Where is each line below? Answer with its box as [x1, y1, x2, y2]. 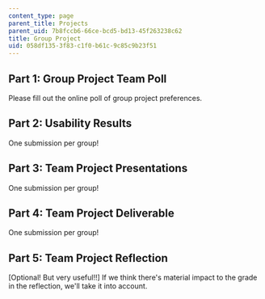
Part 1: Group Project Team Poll [8, 72, 167, 86]
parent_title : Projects [8, 19, 89, 27]
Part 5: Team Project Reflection [8, 251, 168, 265]
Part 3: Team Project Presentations [8, 162, 188, 175]
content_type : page [8, 11, 74, 20]
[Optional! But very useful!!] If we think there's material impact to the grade [8, 272, 258, 283]
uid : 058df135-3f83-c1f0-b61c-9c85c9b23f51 [8, 42, 158, 50]
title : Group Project [8, 34, 82, 43]
